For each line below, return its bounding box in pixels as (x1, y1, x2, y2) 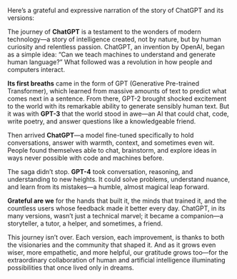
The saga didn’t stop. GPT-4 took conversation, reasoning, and (7, 168, 193, 176)
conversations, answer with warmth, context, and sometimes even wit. (7, 138, 215, 147)
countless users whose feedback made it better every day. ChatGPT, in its (7, 204, 226, 213)
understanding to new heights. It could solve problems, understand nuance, (7, 175, 231, 183)
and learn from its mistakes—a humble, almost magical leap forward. (7, 183, 209, 191)
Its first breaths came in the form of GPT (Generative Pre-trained (7, 79, 200, 88)
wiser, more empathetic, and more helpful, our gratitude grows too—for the (7, 248, 228, 256)
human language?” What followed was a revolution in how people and (7, 58, 213, 66)
